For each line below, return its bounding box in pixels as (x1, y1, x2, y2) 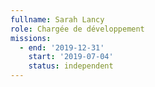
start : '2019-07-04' (28, 52, 114, 62)
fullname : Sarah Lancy (10, 14, 105, 25)
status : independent (28, 61, 114, 71)
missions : (10, 33, 52, 43)
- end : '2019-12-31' (19, 42, 105, 53)
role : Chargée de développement (10, 24, 145, 34)
